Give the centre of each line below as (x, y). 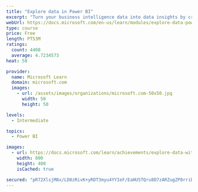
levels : (16, 115)
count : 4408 (26, 50)
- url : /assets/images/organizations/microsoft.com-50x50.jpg (95, 94)
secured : (17, 180)
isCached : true (35, 169)
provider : (18, 71)
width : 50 (34, 99)
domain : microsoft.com (39, 82)
